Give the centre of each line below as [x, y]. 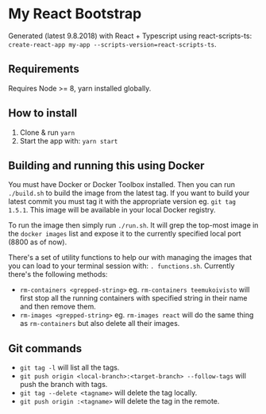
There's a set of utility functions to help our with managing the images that [130, 258]
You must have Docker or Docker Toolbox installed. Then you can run [122, 185]
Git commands [45, 349]
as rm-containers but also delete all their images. [100, 324]
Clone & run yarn [47, 132]
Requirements [44, 69]
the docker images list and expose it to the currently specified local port [125, 234]
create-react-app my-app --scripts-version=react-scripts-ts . [112, 44]
